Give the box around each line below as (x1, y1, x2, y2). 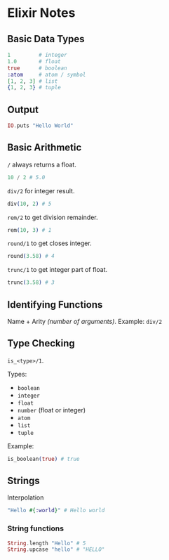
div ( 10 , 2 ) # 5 (7, 200, 52, 207)
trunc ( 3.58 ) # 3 (7, 279, 55, 286)
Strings (7, 475, 40, 487)
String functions (7, 523, 65, 533)
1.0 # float (7, 58, 61, 65)
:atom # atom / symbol (7, 71, 86, 78)
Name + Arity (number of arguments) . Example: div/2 (7, 317, 163, 325)
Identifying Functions (7, 299, 103, 311)
